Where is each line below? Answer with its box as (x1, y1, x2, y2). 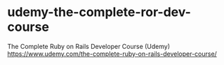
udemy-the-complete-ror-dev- (7, 4, 192, 20)
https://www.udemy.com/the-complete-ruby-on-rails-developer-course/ (7, 50, 218, 58)
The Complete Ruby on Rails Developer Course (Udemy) (7, 42, 171, 50)
